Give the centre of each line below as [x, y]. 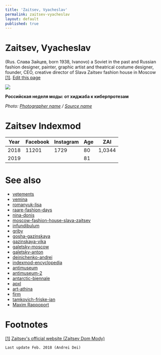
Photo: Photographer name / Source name [49, 106]
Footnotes [27, 325]
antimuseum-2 [27, 273]
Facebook [38, 142]
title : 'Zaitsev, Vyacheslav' [37, 10]
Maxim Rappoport [31, 305]
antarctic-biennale [31, 279]
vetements [23, 194]
